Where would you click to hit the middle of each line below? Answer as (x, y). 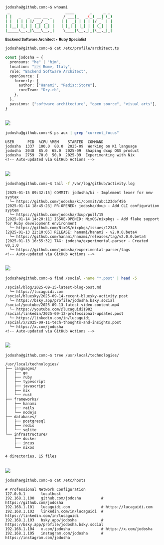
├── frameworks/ (22, 399)
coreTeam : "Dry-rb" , (40, 90)
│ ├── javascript (25, 386)
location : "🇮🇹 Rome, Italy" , (41, 67)
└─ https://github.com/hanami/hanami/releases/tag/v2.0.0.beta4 (78, 237)
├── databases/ (21, 417)
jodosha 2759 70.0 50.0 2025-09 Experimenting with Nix (70, 155)
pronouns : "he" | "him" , (35, 62)
